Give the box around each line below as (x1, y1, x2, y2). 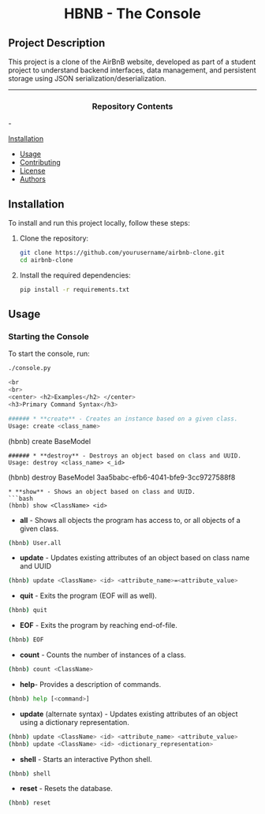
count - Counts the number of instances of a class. (19, 650, 187, 659)
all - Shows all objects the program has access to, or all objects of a (19, 515, 241, 525)
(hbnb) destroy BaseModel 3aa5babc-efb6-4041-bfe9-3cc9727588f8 (8, 472, 236, 482)
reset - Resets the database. (19, 784, 113, 793)
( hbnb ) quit (8, 607, 47, 614)
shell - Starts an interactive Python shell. (19, 754, 152, 764)
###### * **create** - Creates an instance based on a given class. (8, 415, 238, 423)
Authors (19, 174, 46, 184)
